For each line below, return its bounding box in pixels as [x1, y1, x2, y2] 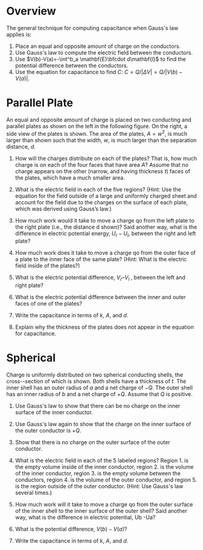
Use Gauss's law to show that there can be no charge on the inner [15, 402, 181, 410]
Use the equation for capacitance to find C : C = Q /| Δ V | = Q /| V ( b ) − [15, 68, 183, 75]
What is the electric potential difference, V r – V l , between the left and [15, 274, 186, 283]
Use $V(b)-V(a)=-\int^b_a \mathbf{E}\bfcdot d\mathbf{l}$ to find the [15, 55, 186, 62]
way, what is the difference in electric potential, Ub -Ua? [15, 514, 156, 521]
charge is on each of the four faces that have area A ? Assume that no [15, 161, 189, 168]
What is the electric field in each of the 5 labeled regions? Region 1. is [15, 457, 189, 464]
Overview [6, 4, 56, 18]
